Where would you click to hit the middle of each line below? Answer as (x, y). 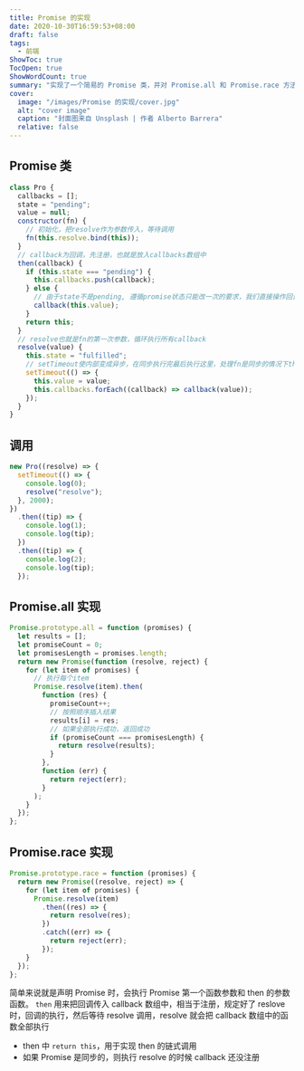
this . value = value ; (72, 381)
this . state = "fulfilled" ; (76, 356)
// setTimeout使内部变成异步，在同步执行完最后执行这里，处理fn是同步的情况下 (157, 364)
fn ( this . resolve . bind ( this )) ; (83, 238)
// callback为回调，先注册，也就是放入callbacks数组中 (112, 254)
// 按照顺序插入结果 (83, 712)
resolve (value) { (50, 348)
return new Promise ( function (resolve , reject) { (113, 662)
